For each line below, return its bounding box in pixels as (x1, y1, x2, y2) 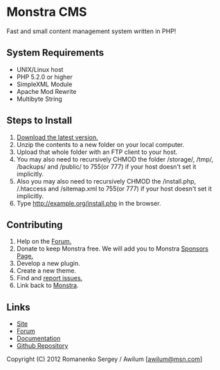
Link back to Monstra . (16, 281, 79, 290)
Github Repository (16, 342, 68, 350)
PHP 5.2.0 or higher (16, 72, 73, 81)
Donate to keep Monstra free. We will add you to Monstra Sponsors (16, 244, 209, 253)
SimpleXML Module (16, 80, 73, 88)
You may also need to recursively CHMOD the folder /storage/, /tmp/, (16, 155, 214, 163)
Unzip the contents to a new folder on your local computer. (16, 140, 185, 148)
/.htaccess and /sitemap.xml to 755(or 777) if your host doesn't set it (16, 184, 212, 193)
